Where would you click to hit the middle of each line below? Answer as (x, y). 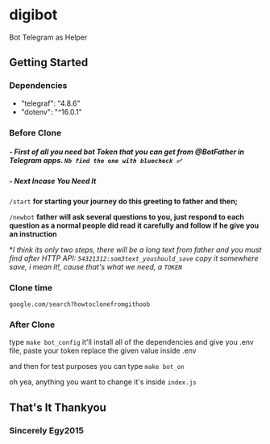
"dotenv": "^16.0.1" (52, 111)
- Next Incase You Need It (53, 181)
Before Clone (35, 132)
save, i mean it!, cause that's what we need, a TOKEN (96, 266)
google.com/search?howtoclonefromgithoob (80, 304)
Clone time (31, 287)
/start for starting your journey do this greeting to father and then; (124, 201)
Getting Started (49, 63)
